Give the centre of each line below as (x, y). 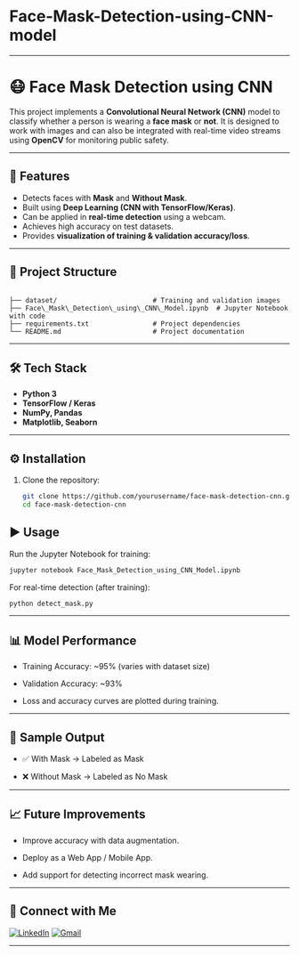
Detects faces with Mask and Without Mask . (105, 198)
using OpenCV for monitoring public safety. (89, 140)
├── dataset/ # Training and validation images (145, 300)
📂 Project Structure (63, 272)
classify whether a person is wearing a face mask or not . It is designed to (145, 121)
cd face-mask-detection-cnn (74, 505)
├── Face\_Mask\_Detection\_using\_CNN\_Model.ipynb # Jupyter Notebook (149, 308)
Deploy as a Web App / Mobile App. (87, 857)
